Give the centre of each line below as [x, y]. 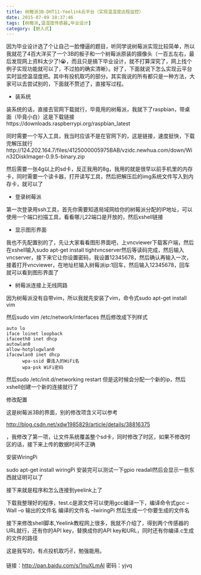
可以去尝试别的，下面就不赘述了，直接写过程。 [69, 84]
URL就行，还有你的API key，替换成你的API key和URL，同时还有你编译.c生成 [100, 531]
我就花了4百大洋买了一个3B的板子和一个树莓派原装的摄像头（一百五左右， [98, 54]
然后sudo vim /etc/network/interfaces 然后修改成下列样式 [77, 317]
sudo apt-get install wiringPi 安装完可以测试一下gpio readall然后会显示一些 [98, 470]
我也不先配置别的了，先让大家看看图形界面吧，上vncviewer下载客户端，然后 [100, 242]
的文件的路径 [22, 538]
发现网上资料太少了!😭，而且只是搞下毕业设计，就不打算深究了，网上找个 [102, 61]
